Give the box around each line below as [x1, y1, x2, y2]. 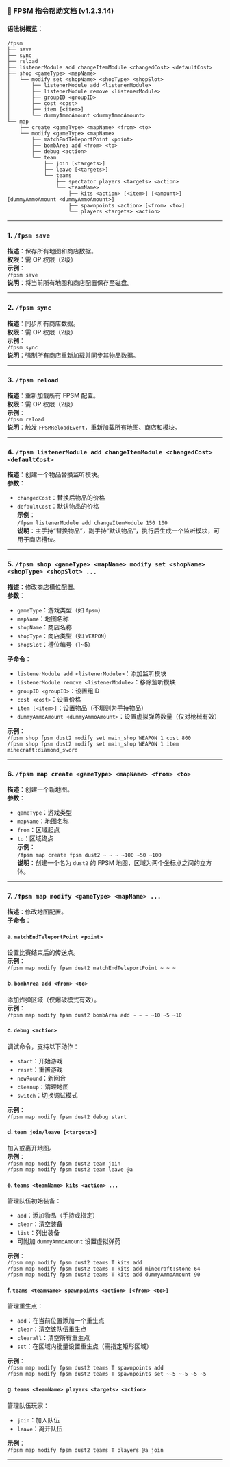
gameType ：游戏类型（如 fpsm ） [16, 605, 104, 614]
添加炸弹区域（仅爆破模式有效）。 [7, 995, 101, 1004]
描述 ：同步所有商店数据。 [7, 319, 79, 327]
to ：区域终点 [16, 834, 54, 842]
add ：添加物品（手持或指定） [16, 1212, 99, 1220]
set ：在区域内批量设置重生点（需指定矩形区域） [16, 1342, 153, 1350]
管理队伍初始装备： [7, 1197, 62, 1205]
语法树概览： [7, 24, 43, 32]
